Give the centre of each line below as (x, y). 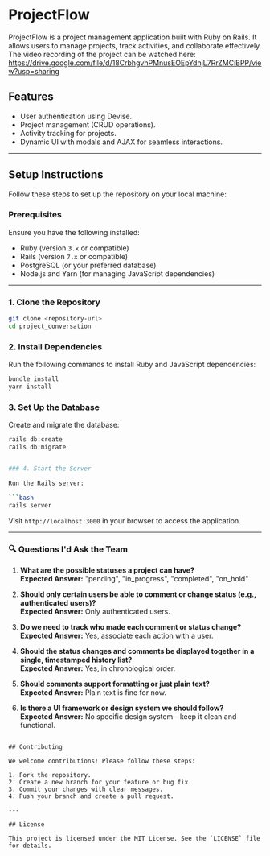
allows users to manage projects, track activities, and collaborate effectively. (135, 45)
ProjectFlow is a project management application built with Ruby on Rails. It (133, 37)
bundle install (34, 379)
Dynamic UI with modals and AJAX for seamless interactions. (121, 142)
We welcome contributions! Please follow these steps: (102, 761)
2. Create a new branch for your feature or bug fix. (100, 782)
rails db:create (35, 440)
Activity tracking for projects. (68, 133)
